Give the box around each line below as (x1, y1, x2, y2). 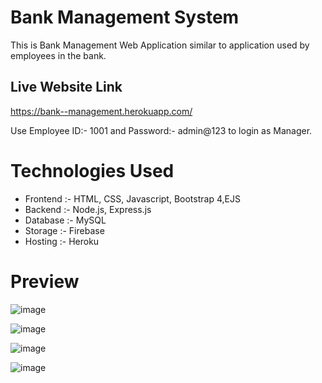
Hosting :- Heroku (24, 235, 100, 247)
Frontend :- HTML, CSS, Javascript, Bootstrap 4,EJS (24, 192, 241, 205)
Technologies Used (10, 159, 175, 182)
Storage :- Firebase (24, 224, 105, 236)
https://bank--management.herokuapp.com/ (10, 105, 193, 117)
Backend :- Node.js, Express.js (24, 203, 152, 215)
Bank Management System (10, 6, 240, 29)
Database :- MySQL (24, 214, 107, 226)
